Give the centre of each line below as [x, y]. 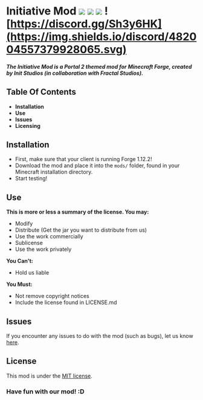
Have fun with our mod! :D [45, 392]
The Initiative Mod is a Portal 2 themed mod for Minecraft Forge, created [99, 66]
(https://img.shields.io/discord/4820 [101, 37]
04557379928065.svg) [66, 50]
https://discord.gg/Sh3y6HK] [86, 24]
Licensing [27, 125]
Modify [24, 224]
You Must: [19, 284]
